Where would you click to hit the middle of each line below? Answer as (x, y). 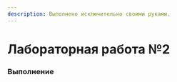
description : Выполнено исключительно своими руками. (89, 14)
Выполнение (31, 71)
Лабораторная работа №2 (89, 49)
